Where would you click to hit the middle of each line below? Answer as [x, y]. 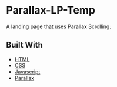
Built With [24, 45]
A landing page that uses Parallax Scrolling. [59, 26]
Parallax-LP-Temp [51, 10]
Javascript [27, 72]
